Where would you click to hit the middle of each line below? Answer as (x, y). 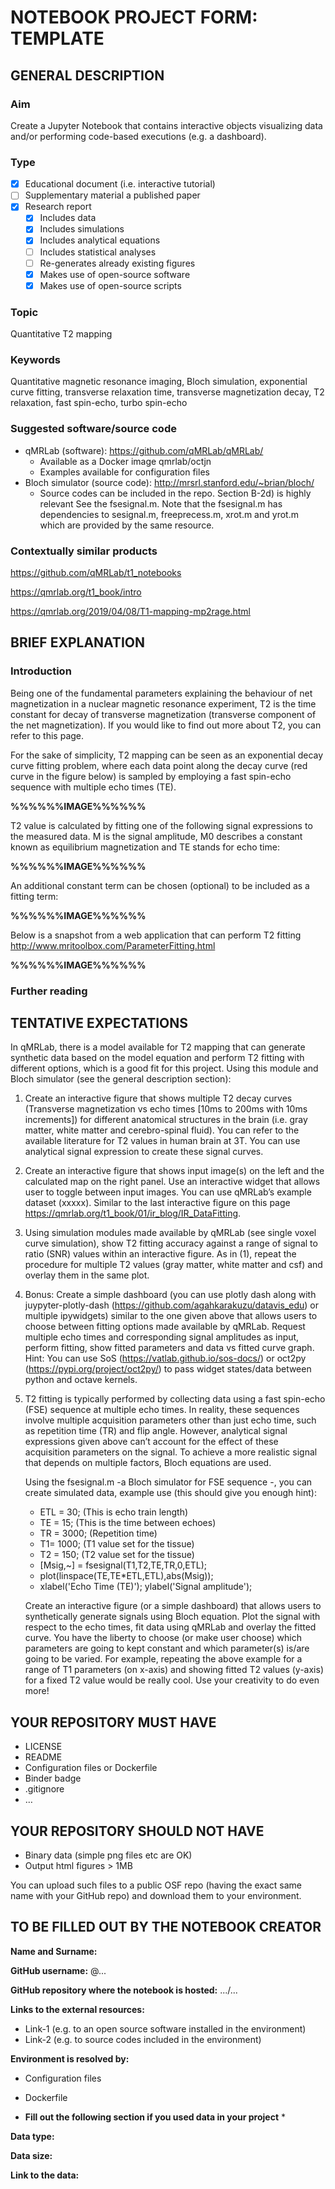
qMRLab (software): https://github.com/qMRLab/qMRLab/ (144, 450)
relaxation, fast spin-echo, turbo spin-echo (99, 403)
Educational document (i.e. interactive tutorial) (120, 184)
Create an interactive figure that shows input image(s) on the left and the (174, 1171)
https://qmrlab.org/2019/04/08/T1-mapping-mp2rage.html (130, 611)
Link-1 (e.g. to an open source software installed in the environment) (165, 2028)
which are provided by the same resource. (127, 525)
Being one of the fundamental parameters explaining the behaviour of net (161, 693)
